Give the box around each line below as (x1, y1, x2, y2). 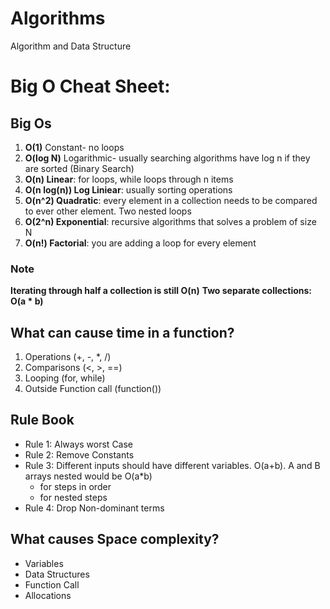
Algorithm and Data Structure (10, 40, 132, 52)
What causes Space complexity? (10, 531, 220, 548)
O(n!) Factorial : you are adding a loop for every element (24, 237, 257, 249)
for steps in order (39, 480, 112, 492)
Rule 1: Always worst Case (24, 438, 134, 450)
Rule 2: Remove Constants (24, 448, 135, 461)
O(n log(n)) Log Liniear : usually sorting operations (24, 183, 233, 196)
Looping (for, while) (24, 372, 106, 384)
